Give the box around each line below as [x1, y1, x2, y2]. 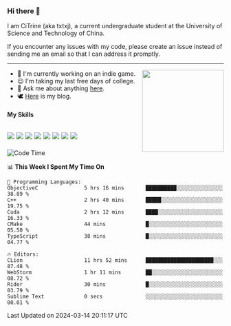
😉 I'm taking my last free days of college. [16, 77, 135, 85]
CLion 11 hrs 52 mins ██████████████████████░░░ [7, 256, 223, 264]
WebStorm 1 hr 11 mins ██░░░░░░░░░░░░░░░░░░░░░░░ [7, 269, 223, 276]
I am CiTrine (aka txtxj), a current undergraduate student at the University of [7, 22, 223, 30]
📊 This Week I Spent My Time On [7, 162, 104, 171]
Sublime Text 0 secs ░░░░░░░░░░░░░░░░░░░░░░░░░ [7, 293, 223, 300]
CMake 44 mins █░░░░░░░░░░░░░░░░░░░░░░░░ [7, 221, 223, 227]
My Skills [7, 110, 34, 119]
